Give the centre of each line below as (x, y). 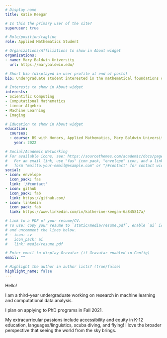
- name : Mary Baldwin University (40, 60)
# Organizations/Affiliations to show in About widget (63, 51)
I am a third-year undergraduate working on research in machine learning (80, 295)
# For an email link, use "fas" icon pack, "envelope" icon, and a (79, 161)
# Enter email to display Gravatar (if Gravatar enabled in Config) (78, 253)
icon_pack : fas (25, 179)
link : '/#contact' (29, 184)
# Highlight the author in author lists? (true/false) (63, 267)
